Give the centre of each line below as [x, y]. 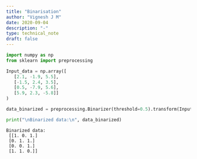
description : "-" [27, 28]
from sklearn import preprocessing [50, 60]
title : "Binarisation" [34, 11]
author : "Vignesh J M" [34, 17]
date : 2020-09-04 [27, 22]
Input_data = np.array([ [36, 71]
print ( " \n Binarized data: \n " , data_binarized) [64, 120]
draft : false [22, 39]
